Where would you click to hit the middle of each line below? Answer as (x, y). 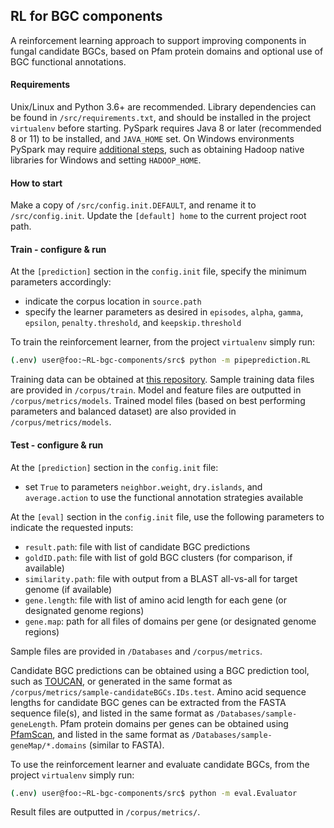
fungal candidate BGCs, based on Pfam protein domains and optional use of (167, 51)
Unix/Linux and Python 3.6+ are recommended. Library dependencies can (163, 107)
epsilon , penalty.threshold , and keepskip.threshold (133, 323)
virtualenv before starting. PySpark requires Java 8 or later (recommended (166, 128)
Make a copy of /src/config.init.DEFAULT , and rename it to (133, 205)
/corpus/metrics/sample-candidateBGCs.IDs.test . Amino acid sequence (158, 691)
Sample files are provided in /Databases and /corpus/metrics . (136, 651)
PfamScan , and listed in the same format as (100, 734)
